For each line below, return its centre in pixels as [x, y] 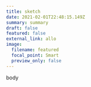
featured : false [26, 34]
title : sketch [23, 11]
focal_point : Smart [35, 55]
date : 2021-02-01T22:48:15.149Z [45, 17]
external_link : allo [31, 39]
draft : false [22, 28]
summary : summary [27, 22]
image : [14, 45]
